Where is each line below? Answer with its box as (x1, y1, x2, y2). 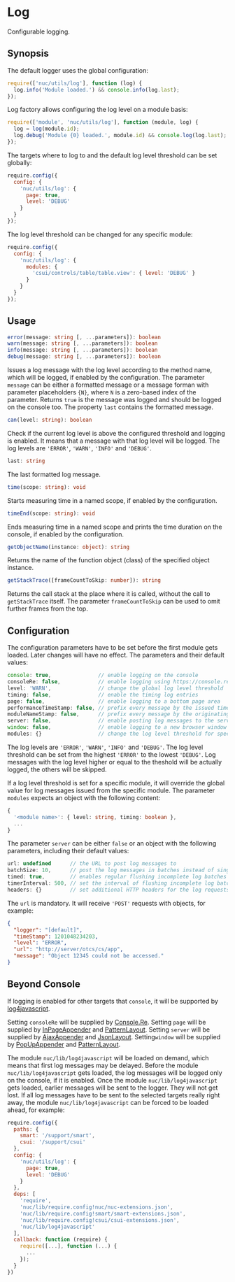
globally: (7, 158, 32, 166)
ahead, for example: (7, 1106, 65, 1114)
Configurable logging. (7, 27, 70, 36)
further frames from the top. (7, 604, 89, 613)
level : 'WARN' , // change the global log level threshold (7, 685, 224, 692)
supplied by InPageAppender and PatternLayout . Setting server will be (7, 1025, 211, 1034)
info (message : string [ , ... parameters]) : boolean (7, 347, 158, 354)
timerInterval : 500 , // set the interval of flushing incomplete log (7, 880, 215, 887)
